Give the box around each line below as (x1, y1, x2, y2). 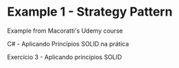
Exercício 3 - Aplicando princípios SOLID (7, 52, 122, 61)
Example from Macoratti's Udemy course (7, 27, 123, 35)
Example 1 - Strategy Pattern (7, 4, 173, 20)
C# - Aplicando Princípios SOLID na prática (7, 39, 129, 48)
